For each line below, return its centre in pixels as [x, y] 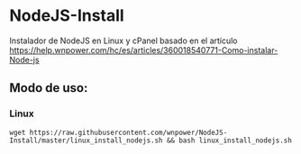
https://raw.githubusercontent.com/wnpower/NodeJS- [128, 132]
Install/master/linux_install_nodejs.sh [87, 140]
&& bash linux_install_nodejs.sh [229, 140]
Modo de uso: [49, 88]
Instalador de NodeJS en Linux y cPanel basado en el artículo [123, 41]
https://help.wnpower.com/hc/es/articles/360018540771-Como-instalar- [144, 50]
